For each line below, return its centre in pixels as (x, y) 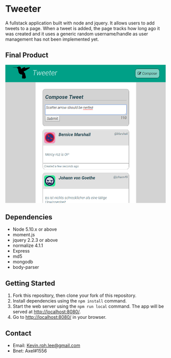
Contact (18, 333)
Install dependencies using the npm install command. (70, 301)
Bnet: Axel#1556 (30, 351)
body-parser (26, 267)
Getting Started (30, 283)
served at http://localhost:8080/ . (47, 312)
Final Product (27, 55)
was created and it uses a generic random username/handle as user (77, 34)
